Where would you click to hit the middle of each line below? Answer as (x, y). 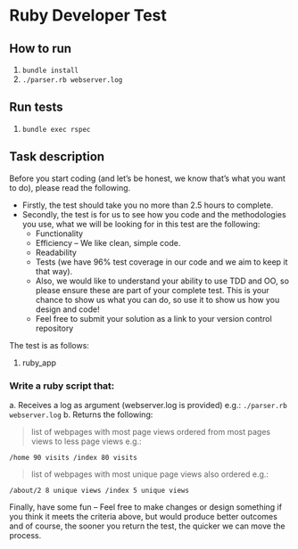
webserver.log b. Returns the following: (81, 414)
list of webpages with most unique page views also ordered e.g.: (150, 474)
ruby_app (39, 363)
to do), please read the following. (70, 187)
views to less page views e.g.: (86, 441)
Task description (57, 157)
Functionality (59, 234)
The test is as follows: (49, 345)
